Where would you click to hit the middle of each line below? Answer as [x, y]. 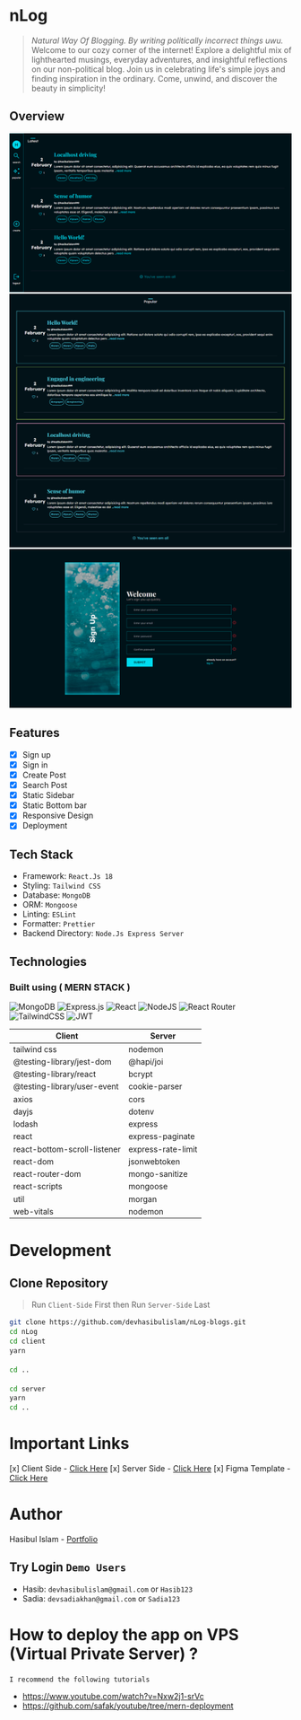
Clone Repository [59, 1283]
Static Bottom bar [55, 805]
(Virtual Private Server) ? [104, 1654]
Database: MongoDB [56, 895]
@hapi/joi [146, 1061]
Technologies [48, 961]
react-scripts [38, 1187]
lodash [26, 1124]
